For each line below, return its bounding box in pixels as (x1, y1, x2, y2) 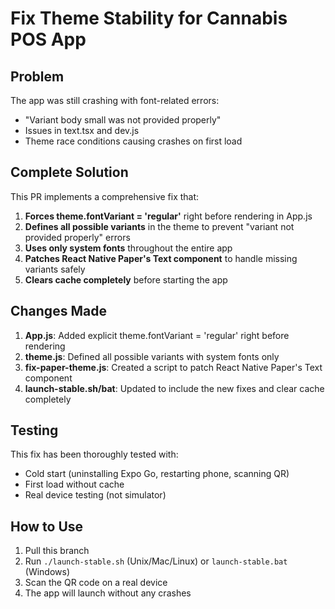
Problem (10, 68, 65, 85)
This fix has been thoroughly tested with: (10, 448, 179, 461)
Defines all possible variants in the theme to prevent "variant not (24, 220, 295, 232)
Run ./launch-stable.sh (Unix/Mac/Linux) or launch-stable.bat (24, 555, 288, 567)
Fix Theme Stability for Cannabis (10, 7, 288, 30)
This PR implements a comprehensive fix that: (10, 190, 200, 202)
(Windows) (24, 566, 71, 578)
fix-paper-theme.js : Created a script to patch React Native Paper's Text (24, 361, 323, 373)
